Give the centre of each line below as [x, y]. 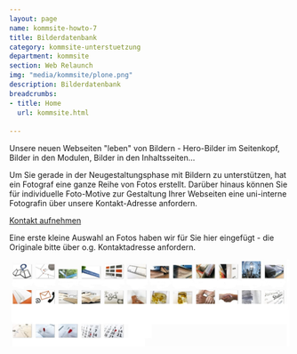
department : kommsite [49, 56]
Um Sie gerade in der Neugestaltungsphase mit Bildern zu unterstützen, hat [148, 175]
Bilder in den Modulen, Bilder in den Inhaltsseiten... [102, 158]
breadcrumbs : [33, 93]
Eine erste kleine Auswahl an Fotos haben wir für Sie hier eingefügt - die [142, 238]
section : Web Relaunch [51, 66]
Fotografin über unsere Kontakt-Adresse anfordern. [104, 204]
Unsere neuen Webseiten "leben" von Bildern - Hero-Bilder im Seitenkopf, [144, 149]
